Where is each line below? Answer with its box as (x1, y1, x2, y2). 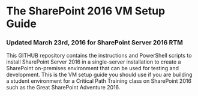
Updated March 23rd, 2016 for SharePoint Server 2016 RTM (6, 38, 183, 47)
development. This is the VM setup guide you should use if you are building (6, 71, 193, 79)
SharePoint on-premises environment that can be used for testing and (6, 65, 179, 72)
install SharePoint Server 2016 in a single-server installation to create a (6, 58, 181, 65)
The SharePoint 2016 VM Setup (6, 4, 166, 18)
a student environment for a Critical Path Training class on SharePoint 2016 (6, 77, 192, 85)
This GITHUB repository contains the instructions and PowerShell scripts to (6, 52, 192, 59)
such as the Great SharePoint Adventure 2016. (6, 84, 121, 91)
